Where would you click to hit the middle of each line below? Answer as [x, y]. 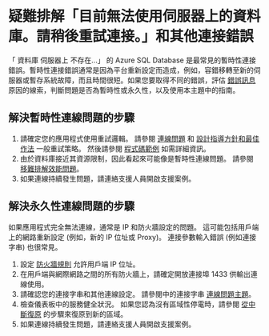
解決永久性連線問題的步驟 [71, 206]
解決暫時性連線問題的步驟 [71, 118]
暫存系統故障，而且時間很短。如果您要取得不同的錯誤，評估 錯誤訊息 [143, 80]
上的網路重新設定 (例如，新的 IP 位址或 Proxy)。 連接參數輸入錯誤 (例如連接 [132, 237]
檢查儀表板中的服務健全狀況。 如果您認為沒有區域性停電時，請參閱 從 [134, 304]
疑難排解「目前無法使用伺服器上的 [121, 16]
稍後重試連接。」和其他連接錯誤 [153, 36]
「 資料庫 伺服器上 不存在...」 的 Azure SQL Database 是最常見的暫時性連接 [132, 60]
